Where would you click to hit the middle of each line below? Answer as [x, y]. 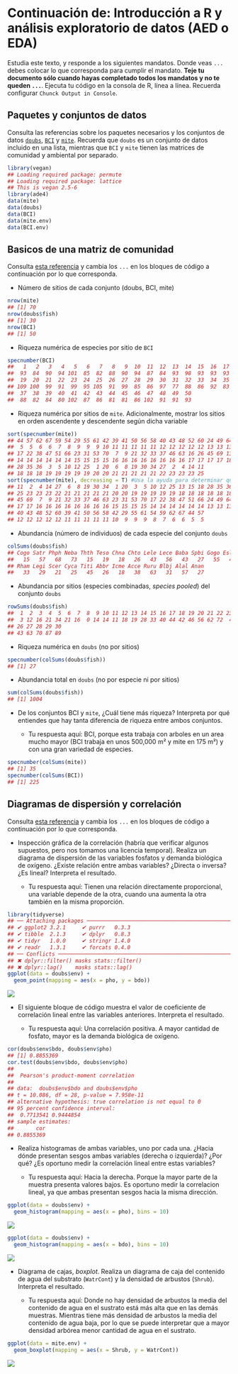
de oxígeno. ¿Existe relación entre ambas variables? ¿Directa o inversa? [122, 865]
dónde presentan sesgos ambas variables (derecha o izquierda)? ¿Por [120, 1156]
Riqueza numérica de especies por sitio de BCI [85, 347]
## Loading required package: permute [64, 174]
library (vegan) [30, 168]
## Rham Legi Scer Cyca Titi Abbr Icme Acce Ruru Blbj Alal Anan [106, 566]
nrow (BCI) [22, 327]
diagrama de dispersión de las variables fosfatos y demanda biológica [120, 858]
